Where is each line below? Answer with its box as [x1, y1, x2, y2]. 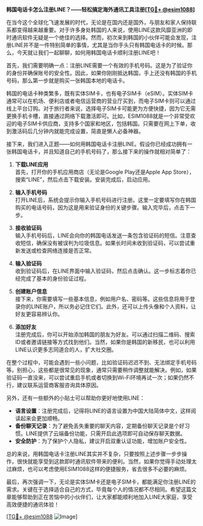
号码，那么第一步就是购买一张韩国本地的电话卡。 [6, 77, 128, 84]
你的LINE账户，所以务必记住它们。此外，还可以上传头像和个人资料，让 [20, 303, 196, 310]
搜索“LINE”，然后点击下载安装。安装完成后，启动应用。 [14, 176, 153, 183]
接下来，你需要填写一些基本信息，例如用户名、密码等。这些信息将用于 [14, 296, 190, 302]
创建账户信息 [14, 288, 47, 295]
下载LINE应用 [14, 161, 48, 168]
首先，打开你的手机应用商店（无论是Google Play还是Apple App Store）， [14, 169, 195, 175]
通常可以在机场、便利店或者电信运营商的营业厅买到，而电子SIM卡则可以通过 [6, 97, 196, 105]
